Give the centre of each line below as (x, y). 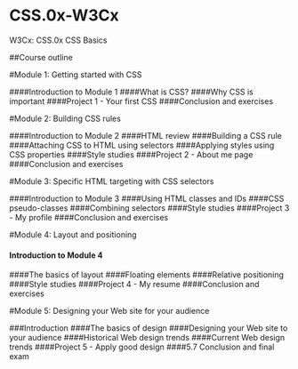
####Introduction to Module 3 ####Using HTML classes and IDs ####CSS (147, 198)
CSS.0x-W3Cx (64, 16)
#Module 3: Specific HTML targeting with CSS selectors (112, 181)
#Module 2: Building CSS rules (65, 118)
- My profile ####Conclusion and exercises (89, 217)
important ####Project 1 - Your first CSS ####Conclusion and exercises (141, 101)
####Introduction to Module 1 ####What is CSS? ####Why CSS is (131, 92)
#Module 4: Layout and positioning (73, 234)
